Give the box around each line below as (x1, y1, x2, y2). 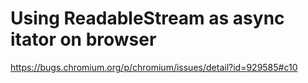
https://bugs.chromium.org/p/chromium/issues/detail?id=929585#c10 (10, 61, 298, 73)
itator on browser (10, 28, 157, 51)
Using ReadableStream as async (10, 7, 285, 30)
